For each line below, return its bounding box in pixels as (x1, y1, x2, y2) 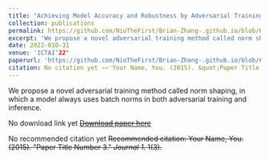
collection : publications (8, 19, 94, 27)
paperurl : (8, 57, 42, 65)
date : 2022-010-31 (8, 42, 70, 50)
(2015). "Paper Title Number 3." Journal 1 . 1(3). (8, 142, 163, 152)
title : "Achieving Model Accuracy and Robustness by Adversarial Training (8, 11, 263, 20)
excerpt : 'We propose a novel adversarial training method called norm (8, 34, 252, 42)
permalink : (8, 26, 45, 34)
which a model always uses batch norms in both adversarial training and (8, 94, 247, 104)
